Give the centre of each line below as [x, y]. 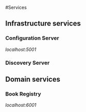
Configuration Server [32, 38]
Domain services [33, 79]
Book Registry [23, 94]
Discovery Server [27, 63]
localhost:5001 [21, 49]
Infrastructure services [43, 23]
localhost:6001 [21, 105]
